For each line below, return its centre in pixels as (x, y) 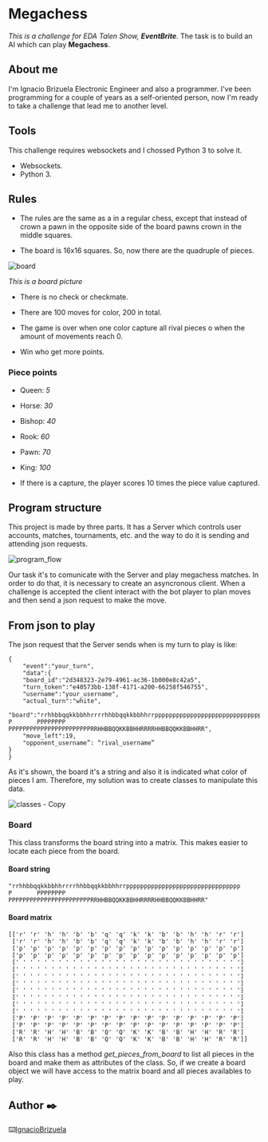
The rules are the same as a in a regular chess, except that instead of (133, 218)
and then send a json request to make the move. (88, 600)
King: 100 (35, 467)
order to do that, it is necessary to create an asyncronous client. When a (127, 583)
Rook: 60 (35, 437)
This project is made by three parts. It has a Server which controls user (125, 527)
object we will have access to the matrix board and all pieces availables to (130, 1071)
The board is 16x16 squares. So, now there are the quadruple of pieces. (137, 251)
